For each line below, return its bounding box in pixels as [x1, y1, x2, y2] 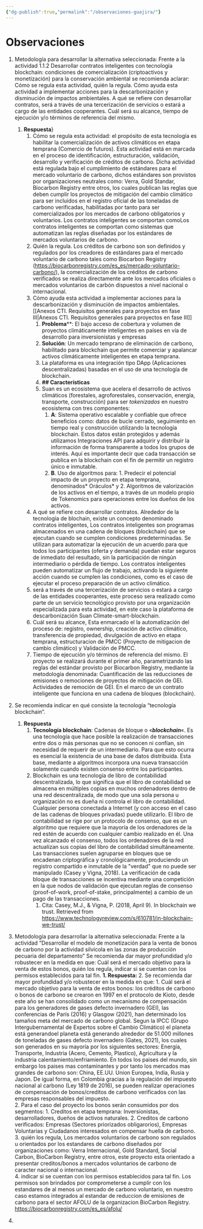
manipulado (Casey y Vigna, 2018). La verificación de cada [32, 869, 181, 876]
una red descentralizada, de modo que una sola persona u [32, 791, 179, 798]
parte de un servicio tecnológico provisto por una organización [32, 599, 191, 606]
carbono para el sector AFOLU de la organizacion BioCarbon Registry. [14, 1198, 190, 1206]
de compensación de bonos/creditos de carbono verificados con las [14, 1088, 186, 1095]
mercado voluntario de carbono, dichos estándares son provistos [32, 171, 196, 178]
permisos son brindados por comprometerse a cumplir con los [14, 1179, 171, 1186]
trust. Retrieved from [41, 907, 94, 915]
